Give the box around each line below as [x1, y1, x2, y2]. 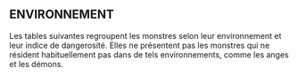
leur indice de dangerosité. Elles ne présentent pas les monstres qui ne [9, 40, 270, 50]
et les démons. [9, 58, 64, 69]
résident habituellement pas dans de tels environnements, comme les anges [9, 49, 290, 60]
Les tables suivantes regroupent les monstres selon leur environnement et [9, 30, 282, 41]
